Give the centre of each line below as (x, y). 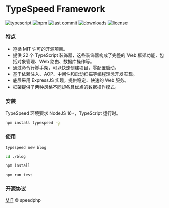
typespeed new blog (26, 147)
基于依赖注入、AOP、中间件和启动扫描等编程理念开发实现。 (75, 74)
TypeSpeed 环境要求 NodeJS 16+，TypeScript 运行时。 (63, 113)
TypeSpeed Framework (55, 9)
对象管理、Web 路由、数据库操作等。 (56, 62)
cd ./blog (16, 157)
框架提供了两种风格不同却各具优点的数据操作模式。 (66, 87)
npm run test (19, 175)
